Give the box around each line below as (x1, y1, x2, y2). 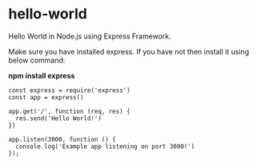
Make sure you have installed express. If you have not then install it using (8, 46, 250, 56)
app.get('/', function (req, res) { (8, 107, 131, 115)
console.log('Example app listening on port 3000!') (15, 142, 195, 151)
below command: (8, 55, 66, 65)
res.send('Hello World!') (15, 114, 102, 123)
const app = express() (8, 93, 84, 101)
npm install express (8, 70, 75, 80)
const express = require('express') (8, 86, 131, 95)
